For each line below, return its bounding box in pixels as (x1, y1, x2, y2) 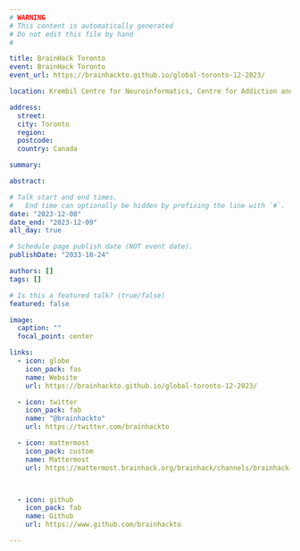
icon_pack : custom (25, 447, 94, 455)
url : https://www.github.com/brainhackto (25, 520, 181, 530)
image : (9, 315, 34, 324)
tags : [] (9, 274, 42, 284)
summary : (9, 161, 42, 170)
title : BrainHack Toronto (9, 54, 105, 63)
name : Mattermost (25, 455, 90, 464)
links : (9, 348, 34, 357)
